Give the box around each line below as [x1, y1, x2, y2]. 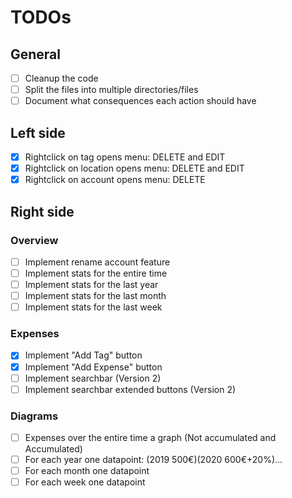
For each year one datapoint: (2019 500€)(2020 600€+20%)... [24, 454, 283, 466]
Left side [10, 124, 66, 141]
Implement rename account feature [24, 256, 171, 268]
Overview [10, 233, 59, 247]
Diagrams [10, 409, 59, 423]
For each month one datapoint [24, 465, 150, 477]
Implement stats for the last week [24, 301, 163, 313]
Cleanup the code [24, 72, 99, 84]
